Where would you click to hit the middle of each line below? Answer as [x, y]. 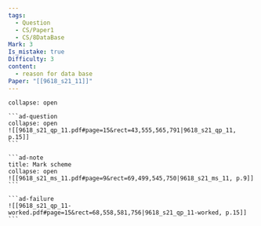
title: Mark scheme [40, 164]
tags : [17, 15]
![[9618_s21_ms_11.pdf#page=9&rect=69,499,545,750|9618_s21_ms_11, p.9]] [131, 178]
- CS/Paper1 [35, 30]
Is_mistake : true [36, 52]
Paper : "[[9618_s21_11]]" [50, 81]
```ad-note [26, 158]
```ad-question [33, 116]
